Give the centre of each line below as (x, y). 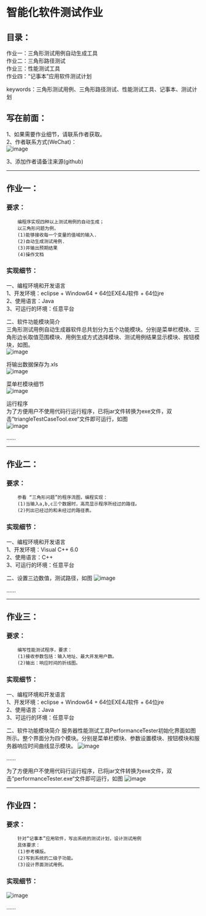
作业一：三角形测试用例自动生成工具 (52, 53)
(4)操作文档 (31, 255)
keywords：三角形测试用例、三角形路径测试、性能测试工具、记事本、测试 (99, 89)
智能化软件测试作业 (55, 13)
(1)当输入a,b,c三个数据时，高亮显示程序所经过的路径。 (78, 504)
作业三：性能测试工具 (33, 69)
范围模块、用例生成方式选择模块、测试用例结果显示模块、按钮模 (119, 337)
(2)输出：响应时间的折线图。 (49, 663)
